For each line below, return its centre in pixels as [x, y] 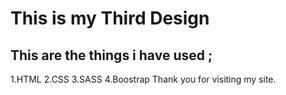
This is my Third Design [110, 18]
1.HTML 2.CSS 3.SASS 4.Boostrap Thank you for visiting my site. [143, 79]
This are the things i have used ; [111, 55]
